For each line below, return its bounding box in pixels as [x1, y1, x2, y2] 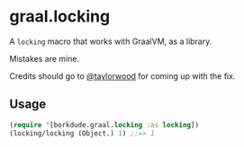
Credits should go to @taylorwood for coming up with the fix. [9, 70, 236, 82]
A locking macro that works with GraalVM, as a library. [9, 36, 212, 47]
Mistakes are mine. [9, 53, 79, 64]
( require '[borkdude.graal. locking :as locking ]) [9, 120, 200, 129]
